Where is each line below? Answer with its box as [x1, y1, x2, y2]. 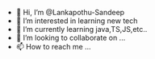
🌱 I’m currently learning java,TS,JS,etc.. [15, 25, 148, 33]
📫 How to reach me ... [15, 42, 91, 51]
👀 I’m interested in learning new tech [15, 16, 138, 26]
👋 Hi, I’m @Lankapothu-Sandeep [15, 8, 125, 17]
